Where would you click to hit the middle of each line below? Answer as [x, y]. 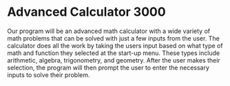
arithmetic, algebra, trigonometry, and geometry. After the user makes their [114, 60]
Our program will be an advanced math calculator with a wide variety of [109, 31]
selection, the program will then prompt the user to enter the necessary [108, 67]
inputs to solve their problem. [49, 75]
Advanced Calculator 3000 [87, 12]
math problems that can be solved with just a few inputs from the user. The [114, 38]
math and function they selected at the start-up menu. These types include [114, 53]
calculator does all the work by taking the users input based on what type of [115, 45]
